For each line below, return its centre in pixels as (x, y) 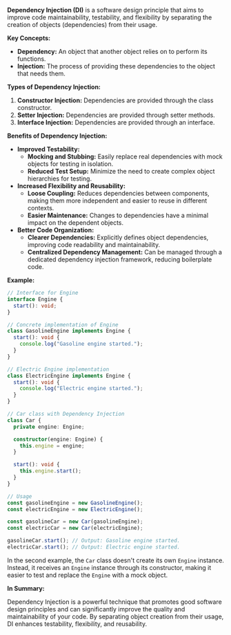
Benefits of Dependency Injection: (57, 136)
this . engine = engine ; (52, 445)
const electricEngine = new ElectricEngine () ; (75, 509)
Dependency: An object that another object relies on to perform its (112, 52)
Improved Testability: (49, 149)
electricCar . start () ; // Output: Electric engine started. (94, 547)
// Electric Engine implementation (58, 369)
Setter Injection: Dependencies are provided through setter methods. (116, 115)
